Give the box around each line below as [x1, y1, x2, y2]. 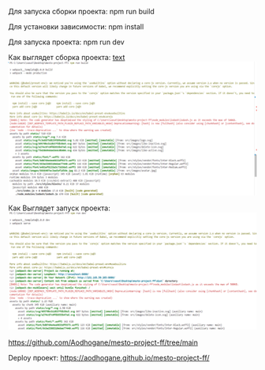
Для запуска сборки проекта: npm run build [8, 7, 155, 16]
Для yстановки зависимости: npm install [8, 22, 144, 31]
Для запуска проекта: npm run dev [8, 37, 125, 47]
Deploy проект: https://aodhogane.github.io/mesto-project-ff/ [8, 353, 210, 363]
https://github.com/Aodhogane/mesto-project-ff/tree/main [8, 338, 199, 347]
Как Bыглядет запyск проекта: [8, 203, 110, 213]
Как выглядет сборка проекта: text [8, 53, 125, 62]
